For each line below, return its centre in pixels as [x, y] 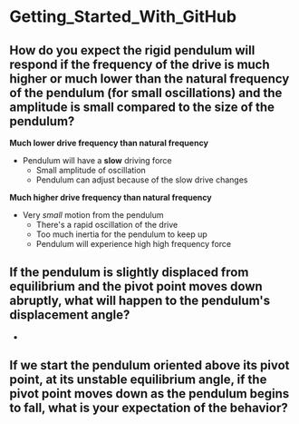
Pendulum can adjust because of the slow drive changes [142, 180]
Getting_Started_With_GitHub [123, 17]
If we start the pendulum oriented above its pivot [149, 365]
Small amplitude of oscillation [91, 170]
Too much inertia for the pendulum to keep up [121, 234]
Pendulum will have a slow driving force [97, 160]
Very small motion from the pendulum [93, 215]
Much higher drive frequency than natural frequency [111, 197]
